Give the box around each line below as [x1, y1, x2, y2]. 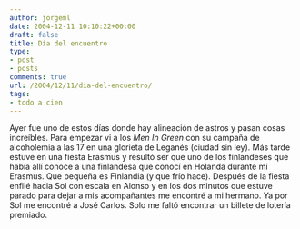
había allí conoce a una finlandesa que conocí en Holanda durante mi [9, 161, 268, 173]
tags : [9, 89, 30, 98]
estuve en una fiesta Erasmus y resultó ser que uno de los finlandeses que [9, 152, 289, 163]
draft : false [9, 30, 59, 39]
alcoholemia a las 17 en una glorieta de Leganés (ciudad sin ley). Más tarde [9, 142, 291, 153]
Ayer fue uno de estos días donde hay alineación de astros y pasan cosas [9, 123, 285, 134]
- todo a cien [9, 97, 64, 107]
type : [9, 47, 30, 56]
